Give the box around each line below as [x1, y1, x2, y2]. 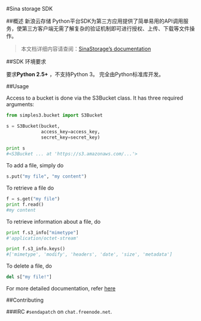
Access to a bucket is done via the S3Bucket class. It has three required [6, 94, 184, 101]
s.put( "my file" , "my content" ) [6, 173, 87, 179]
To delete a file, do [6, 262, 52, 269]
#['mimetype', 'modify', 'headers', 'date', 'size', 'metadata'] [6, 251, 172, 257]
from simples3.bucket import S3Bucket [6, 112, 103, 118]
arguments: [6, 101, 35, 107]
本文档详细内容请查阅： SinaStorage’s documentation [20, 45, 151, 52]
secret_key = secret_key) [41, 134, 100, 140]
